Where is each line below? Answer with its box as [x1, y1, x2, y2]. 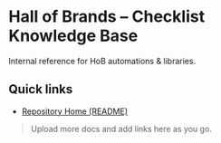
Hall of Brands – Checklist [8, 6, 206, 27]
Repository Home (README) [21, 106, 129, 117]
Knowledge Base [8, 25, 139, 46]
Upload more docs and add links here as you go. [30, 123, 212, 134]
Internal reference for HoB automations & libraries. [8, 55, 197, 66]
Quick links [8, 81, 73, 97]
